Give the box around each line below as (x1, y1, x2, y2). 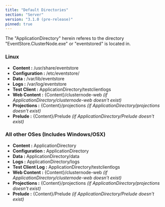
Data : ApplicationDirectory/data (12, 153, 79, 159)
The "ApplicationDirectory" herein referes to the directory (5, 35, 124, 41)
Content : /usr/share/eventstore (12, 65, 79, 71)
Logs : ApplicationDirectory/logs (12, 159, 80, 165)
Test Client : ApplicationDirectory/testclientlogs (12, 86, 112, 92)
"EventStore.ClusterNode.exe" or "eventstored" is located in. (5, 41, 131, 47)
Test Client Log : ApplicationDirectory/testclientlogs (12, 164, 120, 170)
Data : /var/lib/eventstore (12, 75, 65, 81)
